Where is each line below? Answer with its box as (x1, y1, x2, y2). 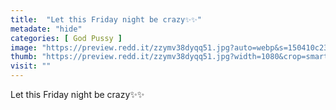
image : (10, 42, 38, 53)
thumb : (10, 52, 38, 62)
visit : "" (10, 61, 52, 71)
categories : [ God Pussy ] (10, 33, 123, 43)
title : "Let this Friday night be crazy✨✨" (10, 14, 202, 25)
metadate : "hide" (10, 24, 83, 34)
